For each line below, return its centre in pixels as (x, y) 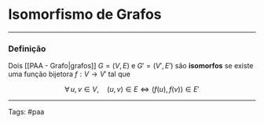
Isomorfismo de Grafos (85, 15)
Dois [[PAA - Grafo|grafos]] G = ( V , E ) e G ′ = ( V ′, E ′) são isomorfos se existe (131, 66)
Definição (27, 49)
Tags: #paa (26, 112)
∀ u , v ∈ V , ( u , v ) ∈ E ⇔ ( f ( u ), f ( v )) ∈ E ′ (132, 89)
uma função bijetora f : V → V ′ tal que (70, 74)
